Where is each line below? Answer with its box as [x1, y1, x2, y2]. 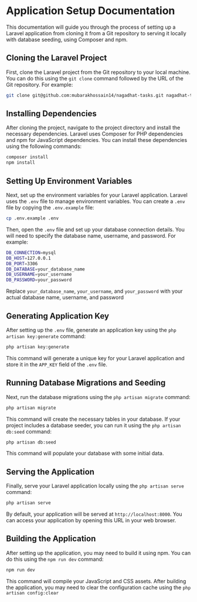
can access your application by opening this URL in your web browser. [6, 517, 176, 524]
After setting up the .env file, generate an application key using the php [6, 326, 177, 333]
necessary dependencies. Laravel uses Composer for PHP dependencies [6, 130, 184, 137]
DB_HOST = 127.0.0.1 [6, 255, 51, 261]
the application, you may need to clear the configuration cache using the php [6, 584, 191, 591]
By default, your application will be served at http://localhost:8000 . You [6, 510, 183, 518]
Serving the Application [6, 466, 95, 476]
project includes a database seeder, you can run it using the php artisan [6, 421, 181, 429]
